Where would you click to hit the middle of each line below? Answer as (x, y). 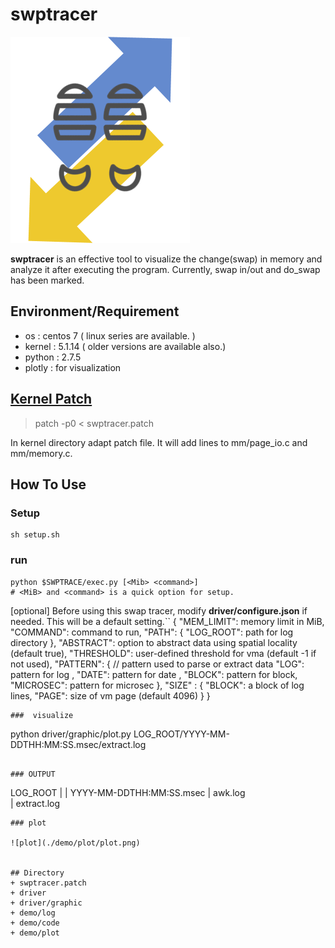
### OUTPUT (33, 774)
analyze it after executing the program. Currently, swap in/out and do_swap (165, 269)
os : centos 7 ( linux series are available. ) (110, 335)
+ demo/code (35, 923)
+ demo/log (33, 913)
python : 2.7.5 (53, 357)
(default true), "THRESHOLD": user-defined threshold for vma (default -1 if (163, 653)
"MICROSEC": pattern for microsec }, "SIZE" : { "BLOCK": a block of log (157, 685)
